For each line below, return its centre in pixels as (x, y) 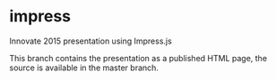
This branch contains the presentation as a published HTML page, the (138, 58)
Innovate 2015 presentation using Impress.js (91, 41)
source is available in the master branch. (84, 68)
